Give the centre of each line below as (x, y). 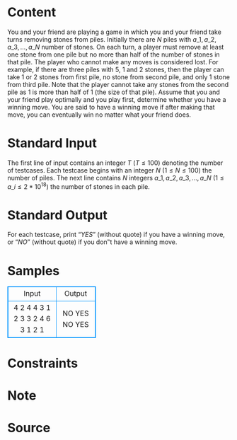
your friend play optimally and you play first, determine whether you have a (117, 99)
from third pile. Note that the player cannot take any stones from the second (118, 84)
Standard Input (52, 143)
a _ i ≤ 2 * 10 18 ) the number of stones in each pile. (79, 186)
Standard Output (57, 215)
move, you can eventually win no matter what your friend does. (99, 115)
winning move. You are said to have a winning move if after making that (111, 107)
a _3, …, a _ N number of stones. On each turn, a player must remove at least (116, 47)
